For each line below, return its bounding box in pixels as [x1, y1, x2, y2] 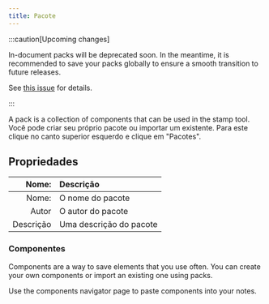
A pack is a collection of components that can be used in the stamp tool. [8, 114, 250, 124]
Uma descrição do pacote [59, 219, 158, 230]
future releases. [8, 66, 62, 77]
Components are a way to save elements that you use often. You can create [8, 261, 261, 272]
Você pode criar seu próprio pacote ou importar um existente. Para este [8, 122, 249, 132]
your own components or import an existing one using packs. [8, 270, 213, 280]
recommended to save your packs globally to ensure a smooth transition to [8, 58, 259, 68]
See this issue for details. [8, 83, 93, 92]
